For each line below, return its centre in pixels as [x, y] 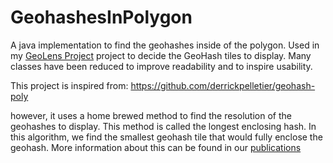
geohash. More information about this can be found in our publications [156, 147]
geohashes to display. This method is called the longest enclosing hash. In [163, 126]
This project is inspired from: [69, 85]
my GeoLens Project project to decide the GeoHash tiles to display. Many [161, 55]
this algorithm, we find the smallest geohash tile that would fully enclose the [166, 137]
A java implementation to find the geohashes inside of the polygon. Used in [165, 45]
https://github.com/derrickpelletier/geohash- [223, 85]
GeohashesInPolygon [101, 17]
